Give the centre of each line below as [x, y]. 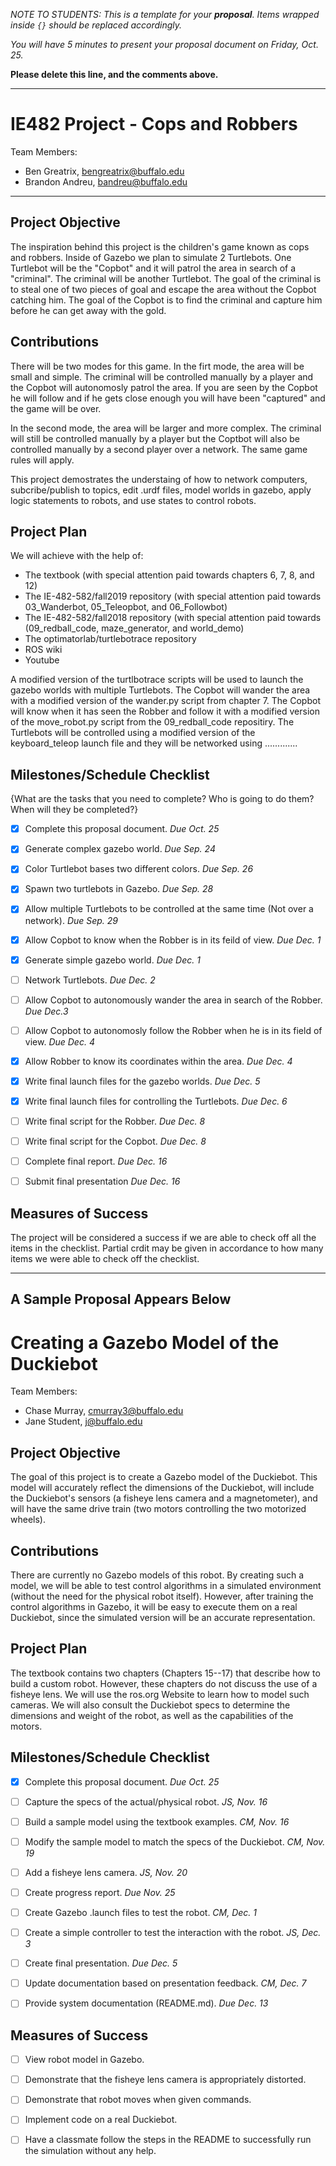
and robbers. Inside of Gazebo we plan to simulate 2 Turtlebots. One [151, 257]
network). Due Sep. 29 [71, 920]
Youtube [42, 660]
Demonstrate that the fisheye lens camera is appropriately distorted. [165, 2080]
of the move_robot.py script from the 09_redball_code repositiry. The [152, 722]
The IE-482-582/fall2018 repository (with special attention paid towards [173, 618]
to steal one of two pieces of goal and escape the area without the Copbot [163, 289]
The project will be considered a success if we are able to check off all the [163, 1238]
